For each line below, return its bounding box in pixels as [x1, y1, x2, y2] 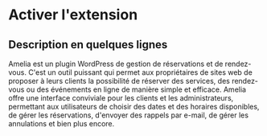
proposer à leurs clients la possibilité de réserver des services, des [8, 76, 231, 85]
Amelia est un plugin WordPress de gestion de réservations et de [8, 59, 224, 68]
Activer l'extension [8, 6, 138, 24]
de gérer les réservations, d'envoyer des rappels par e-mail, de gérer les [8, 110, 249, 120]
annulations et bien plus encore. [8, 119, 115, 128]
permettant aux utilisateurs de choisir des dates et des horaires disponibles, [8, 102, 260, 111]
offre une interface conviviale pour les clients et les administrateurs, [8, 93, 234, 102]
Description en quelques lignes [8, 38, 168, 52]
